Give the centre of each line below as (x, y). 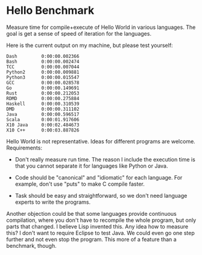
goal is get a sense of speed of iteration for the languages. (79, 33)
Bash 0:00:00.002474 (43, 61)
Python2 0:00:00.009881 (43, 72)
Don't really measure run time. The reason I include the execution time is (105, 159)
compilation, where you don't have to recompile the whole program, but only (101, 220)
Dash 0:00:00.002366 (43, 56)
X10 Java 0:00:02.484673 (43, 125)
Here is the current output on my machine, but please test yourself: (90, 45)
